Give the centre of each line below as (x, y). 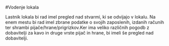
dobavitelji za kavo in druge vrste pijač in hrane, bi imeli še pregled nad (79, 33)
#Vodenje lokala (22, 7)
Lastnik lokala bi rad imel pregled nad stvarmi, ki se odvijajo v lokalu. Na (80, 17)
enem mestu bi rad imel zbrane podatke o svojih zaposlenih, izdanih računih (85, 22)
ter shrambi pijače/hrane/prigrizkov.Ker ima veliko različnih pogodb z (77, 27)
